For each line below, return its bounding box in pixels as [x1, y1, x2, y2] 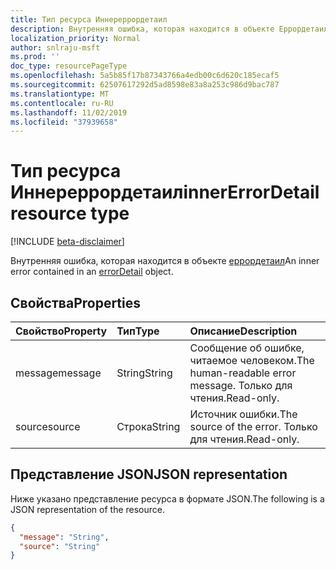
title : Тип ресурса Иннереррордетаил [10, 14, 168, 25]
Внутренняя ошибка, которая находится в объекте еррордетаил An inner [10, 255, 320, 267]
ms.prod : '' [10, 52, 60, 62]
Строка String [116, 420, 181, 433]
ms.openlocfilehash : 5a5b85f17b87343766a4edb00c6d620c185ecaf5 [10, 71, 280, 81]
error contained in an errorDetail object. [10, 266, 174, 278]
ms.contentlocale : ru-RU [10, 98, 114, 108]
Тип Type [116, 324, 160, 338]
